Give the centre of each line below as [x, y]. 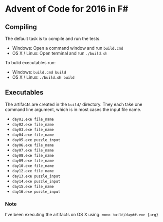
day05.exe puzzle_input [36, 140]
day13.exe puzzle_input [36, 176]
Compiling [21, 27]
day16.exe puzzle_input [36, 192]
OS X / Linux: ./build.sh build [43, 77]
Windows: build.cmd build [39, 72]
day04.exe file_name [33, 135]
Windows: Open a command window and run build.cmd [67, 48]
